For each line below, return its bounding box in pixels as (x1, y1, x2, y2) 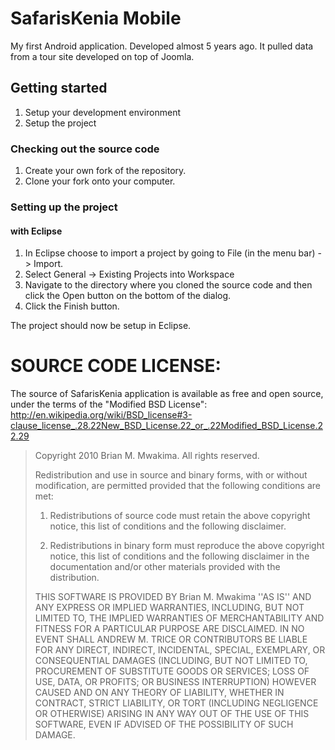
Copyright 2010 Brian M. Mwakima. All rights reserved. (34, 450, 260, 462)
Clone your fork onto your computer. (24, 175, 176, 187)
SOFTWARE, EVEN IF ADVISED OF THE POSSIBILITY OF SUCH (34, 718, 294, 731)
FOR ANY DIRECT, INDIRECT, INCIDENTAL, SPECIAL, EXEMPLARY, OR (34, 644, 326, 656)
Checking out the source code (10, 142, 160, 156)
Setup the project (24, 117, 97, 129)
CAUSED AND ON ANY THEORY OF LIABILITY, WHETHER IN (34, 687, 285, 699)
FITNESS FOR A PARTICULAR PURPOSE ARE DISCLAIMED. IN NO (34, 623, 305, 635)
